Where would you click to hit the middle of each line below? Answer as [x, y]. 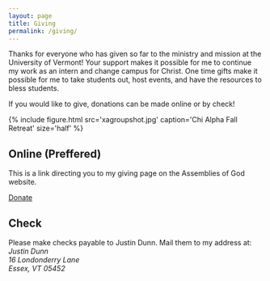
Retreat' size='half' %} [46, 128]
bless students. [34, 88]
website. [23, 182]
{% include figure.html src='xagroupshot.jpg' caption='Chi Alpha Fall [123, 120]
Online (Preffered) [55, 153]
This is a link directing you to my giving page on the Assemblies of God [127, 173]
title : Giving [32, 23]
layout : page [30, 16]
